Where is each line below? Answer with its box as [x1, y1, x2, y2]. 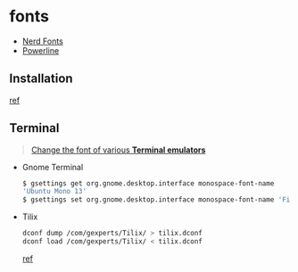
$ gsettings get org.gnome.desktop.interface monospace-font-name [21, 178, 275, 188]
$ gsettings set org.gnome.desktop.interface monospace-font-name [21, 195, 275, 204]
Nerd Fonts [21, 36, 64, 46]
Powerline [21, 45, 60, 55]
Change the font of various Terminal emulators [30, 144, 206, 155]
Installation [9, 71, 73, 87]
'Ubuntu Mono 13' [21, 187, 87, 196]
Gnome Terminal [21, 161, 84, 172]
